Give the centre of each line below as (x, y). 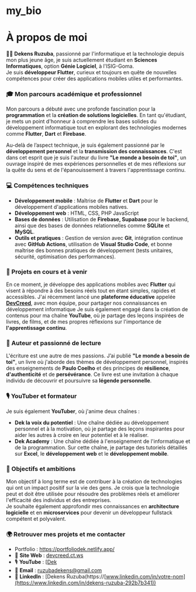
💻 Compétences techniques (47, 185)
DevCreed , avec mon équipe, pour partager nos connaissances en (87, 303)
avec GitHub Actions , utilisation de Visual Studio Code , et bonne (93, 244)
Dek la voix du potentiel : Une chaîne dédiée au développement (92, 422)
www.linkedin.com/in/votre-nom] (145, 577)
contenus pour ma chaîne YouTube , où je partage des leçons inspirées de (95, 316)
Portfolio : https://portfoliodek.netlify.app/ (65, 549)
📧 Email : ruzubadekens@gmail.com (58, 570)
